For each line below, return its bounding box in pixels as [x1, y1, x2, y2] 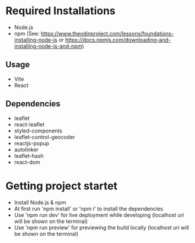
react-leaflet [14, 121, 45, 128]
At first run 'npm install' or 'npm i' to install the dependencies [14, 205, 164, 212]
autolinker [14, 146, 39, 153]
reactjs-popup [14, 140, 50, 147]
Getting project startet [5, 179, 118, 193]
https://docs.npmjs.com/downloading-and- [65, 36, 171, 43]
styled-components [14, 127, 63, 134]
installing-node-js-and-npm [14, 43, 82, 50]
